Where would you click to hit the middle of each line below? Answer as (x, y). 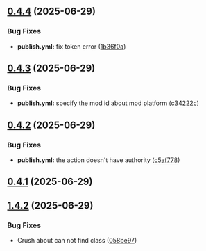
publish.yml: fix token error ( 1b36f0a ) (71, 46)
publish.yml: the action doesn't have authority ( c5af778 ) (98, 160)
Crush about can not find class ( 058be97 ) (77, 241)
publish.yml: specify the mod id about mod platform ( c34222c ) (108, 103)
